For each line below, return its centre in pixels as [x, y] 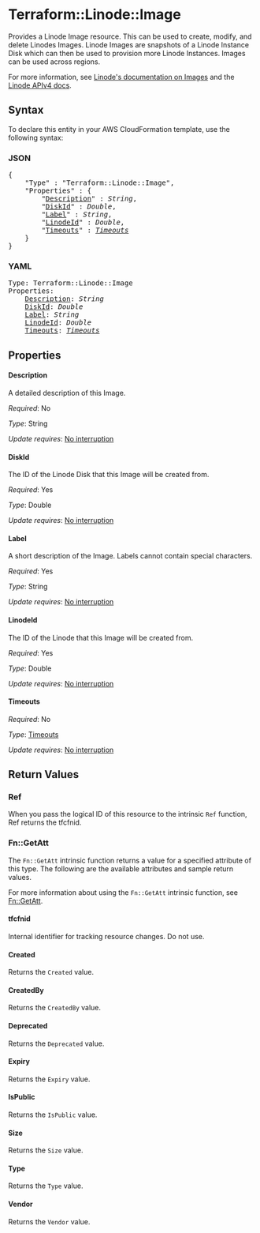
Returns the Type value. [46, 1186]
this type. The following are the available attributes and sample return [121, 868]
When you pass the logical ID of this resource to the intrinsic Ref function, [128, 814]
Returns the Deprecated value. [56, 1043]
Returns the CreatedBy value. [54, 1008]
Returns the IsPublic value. [53, 1115]
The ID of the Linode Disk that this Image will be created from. [109, 475]
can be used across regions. [54, 62]
